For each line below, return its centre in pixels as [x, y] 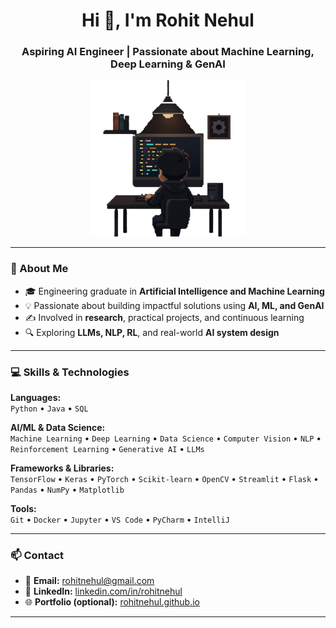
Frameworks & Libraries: [62, 468]
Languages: [36, 398]
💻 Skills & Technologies [70, 372]
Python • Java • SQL [49, 408]
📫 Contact [37, 555]
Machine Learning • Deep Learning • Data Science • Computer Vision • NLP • [166, 438]
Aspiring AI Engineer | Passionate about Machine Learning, [168, 52]
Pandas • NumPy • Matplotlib [67, 490]
